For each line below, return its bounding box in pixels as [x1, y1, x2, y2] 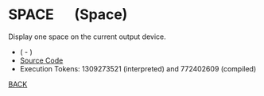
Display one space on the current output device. [8, 32, 166, 41]
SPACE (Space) [8, 6, 128, 24]
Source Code [19, 56, 64, 65]
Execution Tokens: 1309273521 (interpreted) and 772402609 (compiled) [19, 63, 257, 73]
